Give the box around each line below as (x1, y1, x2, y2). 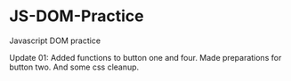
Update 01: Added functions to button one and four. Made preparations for (9, 52, 282, 63)
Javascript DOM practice (9, 35, 101, 46)
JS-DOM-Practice (9, 6, 144, 26)
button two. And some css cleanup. (9, 62, 140, 72)
